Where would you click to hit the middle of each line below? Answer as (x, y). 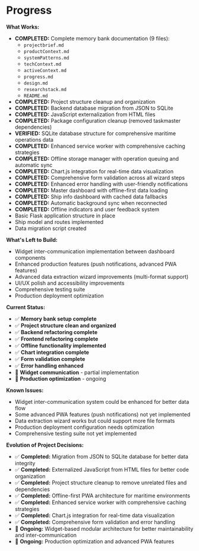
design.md (36, 83)
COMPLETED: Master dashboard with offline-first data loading (91, 190)
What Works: (23, 27)
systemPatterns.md (46, 58)
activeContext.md (45, 70)
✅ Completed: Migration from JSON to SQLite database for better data (102, 456)
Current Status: (26, 307)
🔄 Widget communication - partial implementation (77, 372)
